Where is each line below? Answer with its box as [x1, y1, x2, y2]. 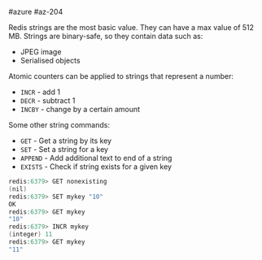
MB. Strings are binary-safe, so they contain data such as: [8, 32, 203, 41]
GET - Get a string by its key [20, 136, 112, 145]
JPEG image [20, 47, 62, 56]
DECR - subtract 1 [20, 96, 76, 105]
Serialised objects [20, 56, 81, 65]
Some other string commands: [8, 120, 110, 129]
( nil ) [8, 184, 27, 193]
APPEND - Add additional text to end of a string [20, 154, 172, 162]
